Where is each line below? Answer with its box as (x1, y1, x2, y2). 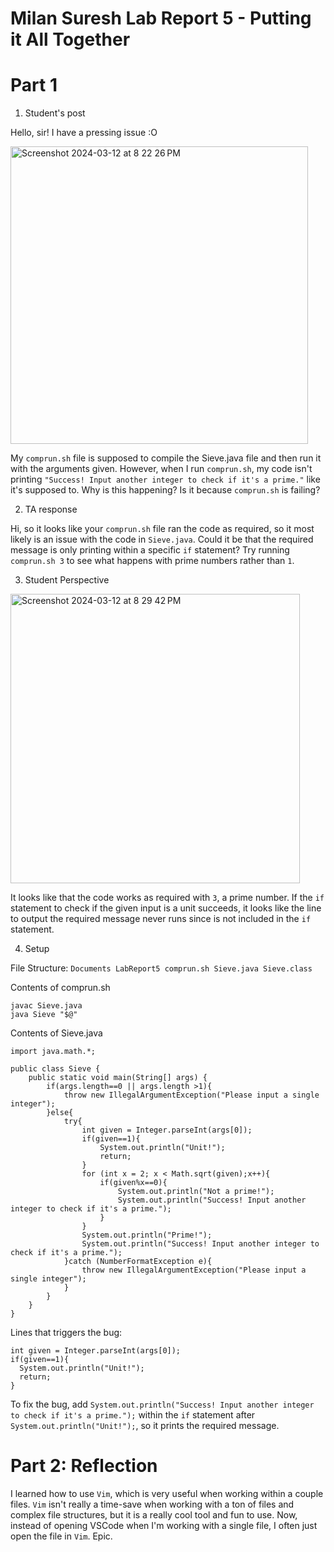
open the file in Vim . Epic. (10, 1530, 113, 1542)
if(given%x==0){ (99, 1178, 168, 1188)
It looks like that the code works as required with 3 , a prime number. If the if (10, 892, 325, 904)
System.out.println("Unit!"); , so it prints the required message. (10, 1420, 280, 1432)
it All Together (10, 28, 131, 51)
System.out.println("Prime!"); (81, 1230, 213, 1241)
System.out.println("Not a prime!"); (117, 1187, 275, 1197)
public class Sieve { (10, 1064, 101, 1074)
